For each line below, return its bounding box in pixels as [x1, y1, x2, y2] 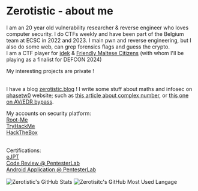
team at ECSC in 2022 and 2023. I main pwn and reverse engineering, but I [6, 37, 192, 44]
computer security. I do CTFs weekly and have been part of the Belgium [6, 30, 184, 37]
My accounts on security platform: [6, 110, 91, 117]
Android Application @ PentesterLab [6, 166, 97, 173]
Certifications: [6, 147, 41, 154]
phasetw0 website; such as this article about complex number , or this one [6, 92, 189, 99]
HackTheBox [6, 129, 38, 136]
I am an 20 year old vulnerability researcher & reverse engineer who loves [6, 24, 189, 31]
